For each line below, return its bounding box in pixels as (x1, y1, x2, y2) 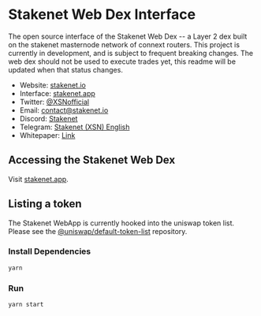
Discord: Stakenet (19, 113, 78, 123)
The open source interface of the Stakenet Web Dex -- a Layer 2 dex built (8, 32, 248, 41)
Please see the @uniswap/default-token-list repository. (8, 226, 188, 236)
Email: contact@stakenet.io (19, 105, 109, 115)
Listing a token (8, 197, 82, 210)
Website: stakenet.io (19, 80, 87, 90)
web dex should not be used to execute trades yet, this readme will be (8, 57, 237, 66)
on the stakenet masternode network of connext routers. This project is (8, 39, 240, 49)
